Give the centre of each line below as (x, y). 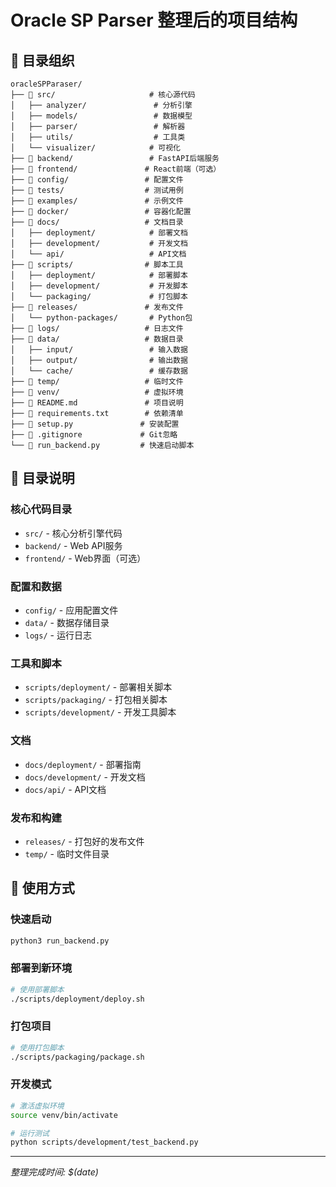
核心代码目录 (41, 509)
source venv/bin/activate (64, 1115)
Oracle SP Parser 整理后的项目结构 (154, 20)
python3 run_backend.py (60, 941)
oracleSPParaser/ (46, 84)
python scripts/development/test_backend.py (104, 1142)
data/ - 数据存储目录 (67, 622)
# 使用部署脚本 (37, 989)
